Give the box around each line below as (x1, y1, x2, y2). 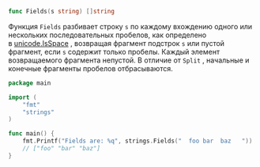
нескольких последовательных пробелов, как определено (8, 30, 207, 40)
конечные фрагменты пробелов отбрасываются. (8, 63, 173, 73)
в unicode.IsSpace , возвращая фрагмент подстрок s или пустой (8, 38, 225, 47)
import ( (8, 93, 37, 101)
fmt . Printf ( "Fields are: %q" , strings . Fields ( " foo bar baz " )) (22, 137, 253, 146)
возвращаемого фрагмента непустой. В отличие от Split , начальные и (8, 55, 250, 65)
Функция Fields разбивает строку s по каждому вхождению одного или (8, 21, 253, 31)
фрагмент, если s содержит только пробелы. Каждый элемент (8, 47, 220, 56)
